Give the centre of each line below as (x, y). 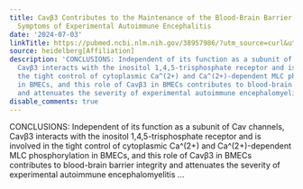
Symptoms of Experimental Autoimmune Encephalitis (115, 26)
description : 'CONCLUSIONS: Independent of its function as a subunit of (151, 59)
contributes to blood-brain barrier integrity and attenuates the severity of (145, 165)
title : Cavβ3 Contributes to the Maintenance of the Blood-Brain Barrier (151, 18)
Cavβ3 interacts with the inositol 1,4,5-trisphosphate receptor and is (135, 137)
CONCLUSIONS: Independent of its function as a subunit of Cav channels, (147, 127)
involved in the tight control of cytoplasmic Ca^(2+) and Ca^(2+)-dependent (150, 146)
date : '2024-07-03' (46, 34)
